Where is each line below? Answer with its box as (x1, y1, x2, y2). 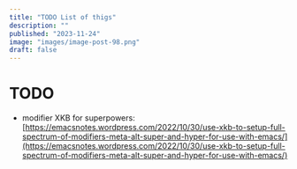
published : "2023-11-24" (9, 29, 101, 38)
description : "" (9, 21, 69, 30)
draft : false (9, 46, 57, 55)
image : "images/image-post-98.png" (9, 37, 141, 47)
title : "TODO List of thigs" (9, 12, 117, 22)
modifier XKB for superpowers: (21, 113, 135, 123)
